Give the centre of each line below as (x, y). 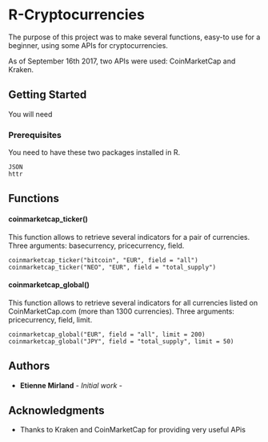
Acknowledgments (57, 411)
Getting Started (48, 95)
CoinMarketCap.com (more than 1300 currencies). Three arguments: (121, 311)
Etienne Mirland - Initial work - (71, 385)
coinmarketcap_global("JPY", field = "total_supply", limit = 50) (121, 341)
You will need (30, 114)
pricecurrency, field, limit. (50, 319)
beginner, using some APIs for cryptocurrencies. (88, 45)
